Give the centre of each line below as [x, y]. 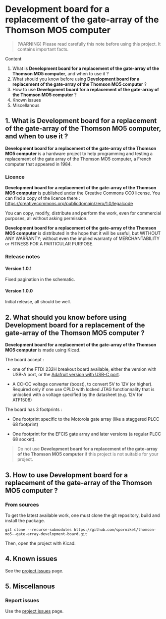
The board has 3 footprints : [34, 409]
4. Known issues [31, 559]
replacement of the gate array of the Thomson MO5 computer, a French [78, 159]
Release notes [23, 256]
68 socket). [24, 439]
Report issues [22, 600]
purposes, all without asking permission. [46, 219]
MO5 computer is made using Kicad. [43, 350]
